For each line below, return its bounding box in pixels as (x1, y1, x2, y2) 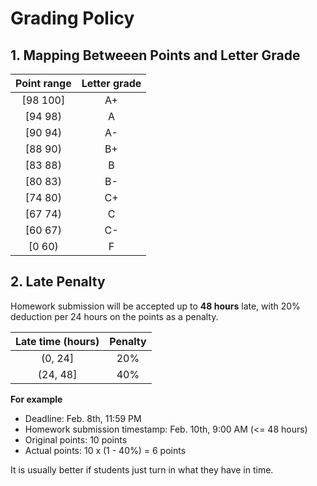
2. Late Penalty (10, 273, 106, 291)
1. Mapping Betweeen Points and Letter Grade (10, 47, 301, 64)
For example (10, 393, 63, 405)
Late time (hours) (15, 334, 100, 348)
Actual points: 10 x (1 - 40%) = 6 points (24, 444, 187, 456)
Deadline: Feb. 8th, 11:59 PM (24, 412, 142, 424)
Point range (15, 77, 72, 90)
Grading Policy (10, 7, 135, 30)
